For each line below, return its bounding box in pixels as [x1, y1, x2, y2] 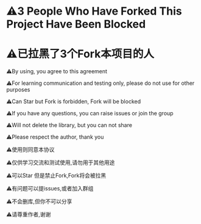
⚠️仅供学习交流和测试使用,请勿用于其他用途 [6, 159, 115, 166]
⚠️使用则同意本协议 [6, 146, 55, 153]
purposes [6, 86, 30, 93]
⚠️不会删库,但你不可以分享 [6, 198, 72, 205]
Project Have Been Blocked [6, 17, 146, 31]
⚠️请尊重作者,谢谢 [6, 211, 51, 218]
